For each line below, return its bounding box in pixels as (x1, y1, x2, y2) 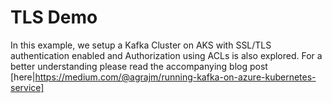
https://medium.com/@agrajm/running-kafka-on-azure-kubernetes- (34, 71, 317, 83)
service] (10, 81, 45, 93)
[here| (10, 71, 36, 83)
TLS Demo (10, 6, 98, 29)
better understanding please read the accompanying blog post (10, 60, 268, 72)
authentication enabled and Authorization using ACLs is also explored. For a (10, 49, 323, 61)
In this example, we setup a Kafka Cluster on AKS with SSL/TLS (10, 39, 272, 51)
